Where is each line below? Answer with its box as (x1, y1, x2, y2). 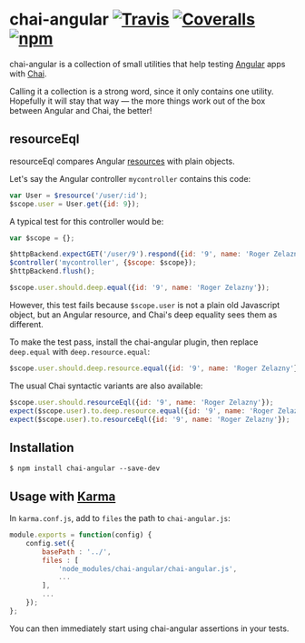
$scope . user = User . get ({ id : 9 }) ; (9, 199, 141, 208)
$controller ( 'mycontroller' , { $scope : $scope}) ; (9, 258, 197, 267)
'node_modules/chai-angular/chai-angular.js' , (57, 564, 238, 573)
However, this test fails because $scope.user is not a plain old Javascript (9, 299, 280, 310)
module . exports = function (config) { (9, 530, 152, 539)
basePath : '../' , (42, 547, 112, 557)
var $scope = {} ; (9, 233, 75, 243)
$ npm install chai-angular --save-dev (9, 464, 161, 473)
